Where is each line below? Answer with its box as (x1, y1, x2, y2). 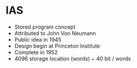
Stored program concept (14, 23, 76, 30)
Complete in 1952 (14, 48, 58, 55)
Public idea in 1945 (14, 36, 61, 43)
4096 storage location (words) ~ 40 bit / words (14, 55, 132, 62)
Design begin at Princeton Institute (14, 42, 100, 50)
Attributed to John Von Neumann (14, 29, 96, 36)
